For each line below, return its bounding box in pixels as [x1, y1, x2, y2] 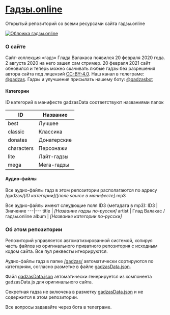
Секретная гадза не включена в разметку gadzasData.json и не [5, 288, 144, 295]
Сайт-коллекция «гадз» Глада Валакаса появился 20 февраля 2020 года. [5, 55, 165, 61]
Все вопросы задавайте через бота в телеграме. [5, 304, 112, 310]
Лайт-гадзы [38, 153, 69, 160]
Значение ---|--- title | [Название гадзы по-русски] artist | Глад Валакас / [5, 207, 165, 214]
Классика [38, 128, 63, 136]
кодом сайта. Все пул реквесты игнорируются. [5, 248, 108, 254]
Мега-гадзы [38, 162, 69, 169]
